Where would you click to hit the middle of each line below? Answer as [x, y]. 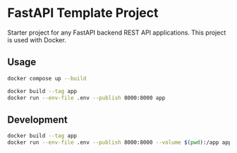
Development [38, 120]
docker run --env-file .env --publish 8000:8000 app [86, 98]
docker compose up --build [47, 78]
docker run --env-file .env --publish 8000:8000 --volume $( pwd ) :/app [113, 142]
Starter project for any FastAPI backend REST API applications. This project [117, 32]
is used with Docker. [37, 39]
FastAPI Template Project [83, 13]
